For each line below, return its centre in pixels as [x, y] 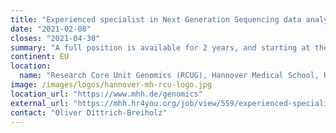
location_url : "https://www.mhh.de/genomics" [106, 94]
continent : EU [40, 57]
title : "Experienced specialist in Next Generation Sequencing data [156, 19]
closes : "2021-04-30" [55, 38]
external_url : [40, 103]
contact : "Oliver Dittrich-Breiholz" [89, 112]
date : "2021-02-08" [51, 29]
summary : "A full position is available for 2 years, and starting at [160, 47]
